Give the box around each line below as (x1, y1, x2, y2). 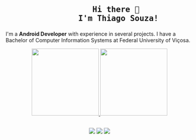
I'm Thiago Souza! (78, 14, 159, 23)
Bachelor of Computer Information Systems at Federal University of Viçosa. (5, 37, 191, 44)
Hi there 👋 (92, 5, 140, 14)
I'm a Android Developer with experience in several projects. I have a (5, 30, 176, 38)
